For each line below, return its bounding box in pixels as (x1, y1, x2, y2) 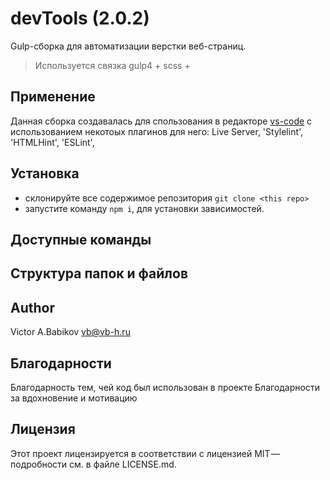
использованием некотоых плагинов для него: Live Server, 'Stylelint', (10, 125, 304, 137)
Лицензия (10, 421, 76, 438)
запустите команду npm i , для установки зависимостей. (24, 202, 265, 214)
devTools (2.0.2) (10, 7, 150, 30)
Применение (10, 88, 96, 106)
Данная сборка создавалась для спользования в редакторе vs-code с (10, 115, 313, 127)
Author (10, 299, 55, 316)
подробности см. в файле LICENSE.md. (10, 458, 177, 470)
